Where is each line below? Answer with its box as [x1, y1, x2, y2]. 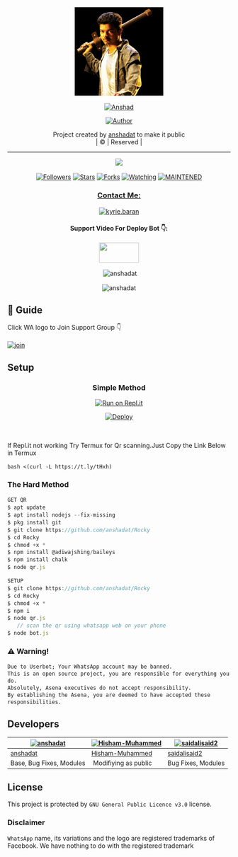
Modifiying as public [93, 759, 152, 767]
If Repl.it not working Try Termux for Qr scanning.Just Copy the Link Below [7, 442, 227, 450]
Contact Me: [97, 190, 141, 200]
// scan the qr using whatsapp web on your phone [16, 622, 166, 629]
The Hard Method [7, 479, 69, 489]
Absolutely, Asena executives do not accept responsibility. [7, 684, 192, 692]
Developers [7, 718, 59, 730]
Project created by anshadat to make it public [52, 130, 186, 139]
